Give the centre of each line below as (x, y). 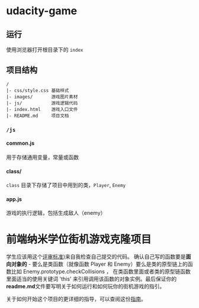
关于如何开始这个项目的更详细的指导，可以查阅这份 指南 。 (76, 299)
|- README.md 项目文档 (38, 116)
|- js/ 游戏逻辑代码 (42, 103)
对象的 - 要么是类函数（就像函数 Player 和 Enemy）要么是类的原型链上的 (99, 264)
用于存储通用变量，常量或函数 (42, 157)
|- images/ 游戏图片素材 (42, 97)
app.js (14, 199)
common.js (20, 143)
